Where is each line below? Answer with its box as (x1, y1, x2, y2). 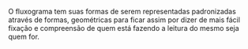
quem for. (8, 32, 39, 41)
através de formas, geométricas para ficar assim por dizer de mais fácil (8, 15, 241, 24)
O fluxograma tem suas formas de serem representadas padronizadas (8, 7, 237, 16)
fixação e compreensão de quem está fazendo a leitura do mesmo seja (8, 24, 239, 32)
